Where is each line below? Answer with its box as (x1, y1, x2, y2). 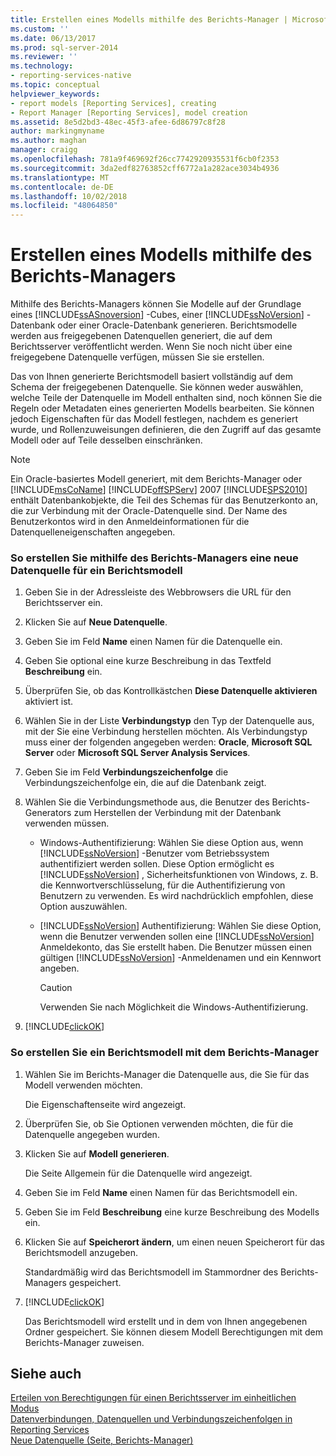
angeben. (39, 962, 80, 975)
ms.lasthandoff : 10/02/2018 (10, 191, 128, 201)
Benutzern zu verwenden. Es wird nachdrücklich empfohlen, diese (39, 890, 314, 902)
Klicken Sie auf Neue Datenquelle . (24, 616, 168, 628)
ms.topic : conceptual (10, 80, 101, 90)
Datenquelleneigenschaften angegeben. (10, 526, 176, 538)
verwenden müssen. (24, 817, 110, 830)
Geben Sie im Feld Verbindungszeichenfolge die (24, 766, 229, 778)
